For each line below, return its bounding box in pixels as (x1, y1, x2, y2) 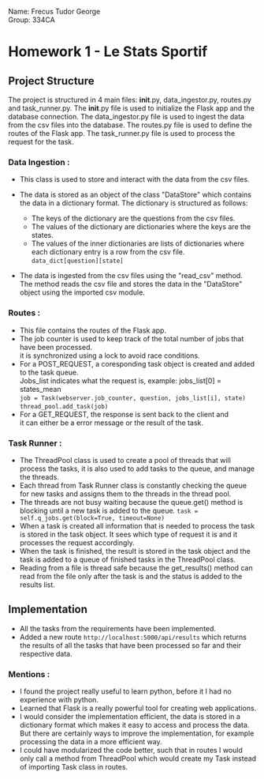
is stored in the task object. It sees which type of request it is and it (19, 529, 238, 539)
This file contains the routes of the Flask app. (19, 326, 167, 335)
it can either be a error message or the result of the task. (19, 418, 203, 427)
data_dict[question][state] (31, 257, 124, 265)
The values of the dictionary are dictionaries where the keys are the (31, 222, 251, 231)
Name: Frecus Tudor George (8, 7, 101, 16)
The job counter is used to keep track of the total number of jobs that (19, 333, 244, 343)
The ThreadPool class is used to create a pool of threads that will (19, 455, 231, 465)
